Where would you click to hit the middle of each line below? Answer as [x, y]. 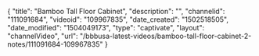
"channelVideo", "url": [43, 36]
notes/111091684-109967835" [55, 44]
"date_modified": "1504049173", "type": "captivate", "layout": [106, 28]
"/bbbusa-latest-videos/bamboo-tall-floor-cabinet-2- [166, 36]
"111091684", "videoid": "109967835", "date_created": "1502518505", [118, 19]
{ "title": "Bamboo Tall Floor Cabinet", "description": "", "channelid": [116, 11]
